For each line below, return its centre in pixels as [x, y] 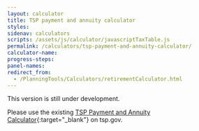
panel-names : [26, 66]
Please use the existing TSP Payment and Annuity [79, 112]
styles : [19, 27]
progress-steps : [31, 60]
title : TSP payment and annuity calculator [72, 20]
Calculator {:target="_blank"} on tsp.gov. [65, 120]
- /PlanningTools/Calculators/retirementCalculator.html [98, 79]
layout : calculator [36, 14]
